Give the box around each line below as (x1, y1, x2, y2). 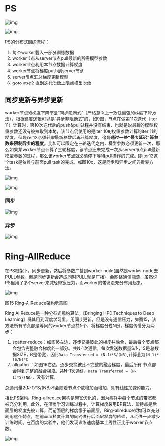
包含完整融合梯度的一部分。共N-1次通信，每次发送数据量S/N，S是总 (16, 345, 155, 351)
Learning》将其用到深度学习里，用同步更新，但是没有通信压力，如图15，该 (5, 316, 157, 322)
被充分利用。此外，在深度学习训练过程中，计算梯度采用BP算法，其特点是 (5, 401, 153, 407)
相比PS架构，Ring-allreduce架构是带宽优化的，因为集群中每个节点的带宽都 (5, 395, 157, 401)
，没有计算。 (32, 374, 58, 380)
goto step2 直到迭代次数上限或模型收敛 (12, 80, 92, 86)
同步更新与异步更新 (5, 96, 63, 104)
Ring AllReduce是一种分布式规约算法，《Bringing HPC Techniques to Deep (5, 310, 155, 316)
